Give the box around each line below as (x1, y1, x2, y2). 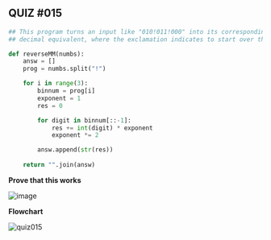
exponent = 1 (37, 94, 81, 102)
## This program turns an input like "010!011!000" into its (8, 27, 219, 35)
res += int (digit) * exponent (51, 124, 153, 132)
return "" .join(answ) (23, 161, 95, 169)
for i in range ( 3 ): (23, 80, 89, 88)
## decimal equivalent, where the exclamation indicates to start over (8, 35, 254, 43)
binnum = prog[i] (37, 87, 95, 95)
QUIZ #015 (8, 6, 63, 20)
